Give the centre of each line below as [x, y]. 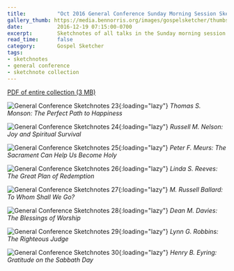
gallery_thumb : [29, 20]
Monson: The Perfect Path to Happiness [65, 113]
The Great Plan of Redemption [51, 176]
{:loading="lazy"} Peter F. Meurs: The [172, 147]
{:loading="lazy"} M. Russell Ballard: [171, 189]
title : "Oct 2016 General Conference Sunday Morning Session [112, 14]
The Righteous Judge [38, 239]
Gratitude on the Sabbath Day [50, 260]
